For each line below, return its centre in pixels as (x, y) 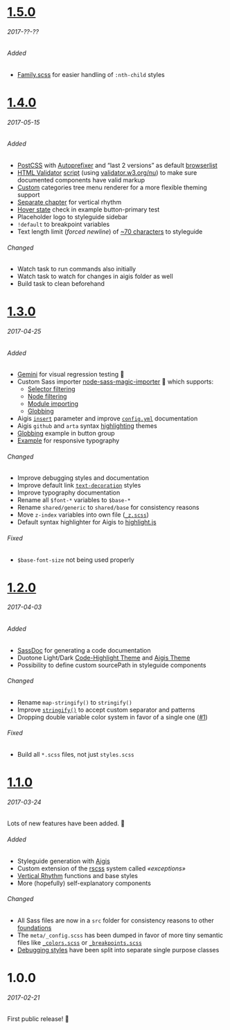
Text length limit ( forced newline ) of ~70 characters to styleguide (110, 232)
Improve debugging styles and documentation (83, 478)
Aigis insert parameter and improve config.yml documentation (107, 419)
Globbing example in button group (66, 434)
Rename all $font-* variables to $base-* (74, 500)
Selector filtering (51, 389)
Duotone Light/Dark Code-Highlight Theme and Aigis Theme (104, 658)
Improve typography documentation (69, 492)
